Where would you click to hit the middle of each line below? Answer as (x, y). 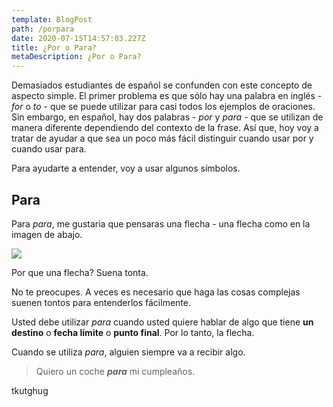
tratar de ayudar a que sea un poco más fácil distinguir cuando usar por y (162, 138)
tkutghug (30, 390)
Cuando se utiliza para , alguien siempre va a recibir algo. (128, 352)
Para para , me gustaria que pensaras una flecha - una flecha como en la (161, 223)
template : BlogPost (52, 19)
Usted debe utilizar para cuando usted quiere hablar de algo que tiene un (162, 322)
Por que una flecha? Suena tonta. (80, 272)
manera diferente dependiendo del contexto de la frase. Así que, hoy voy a (165, 128)
